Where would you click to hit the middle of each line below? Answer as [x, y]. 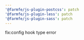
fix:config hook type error [31, 33]
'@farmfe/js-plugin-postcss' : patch [42, 10]
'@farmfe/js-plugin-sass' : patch [39, 19]
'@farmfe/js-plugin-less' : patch [39, 14]
